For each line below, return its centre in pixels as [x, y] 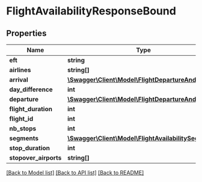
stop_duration [29, 148]
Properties [26, 33]
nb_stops [23, 129]
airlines [20, 70]
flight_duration [31, 109]
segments [24, 138]
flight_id [21, 119]
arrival [19, 80]
